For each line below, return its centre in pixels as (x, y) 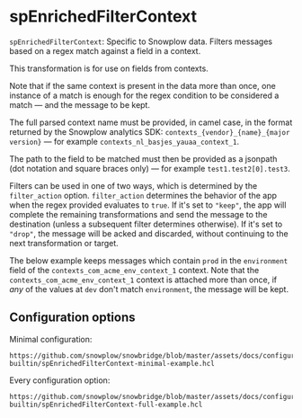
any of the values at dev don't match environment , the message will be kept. (149, 289)
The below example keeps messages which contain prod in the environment (149, 260)
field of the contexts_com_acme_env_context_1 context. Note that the (134, 270)
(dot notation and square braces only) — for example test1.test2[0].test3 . (150, 168)
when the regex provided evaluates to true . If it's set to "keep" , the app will (148, 205)
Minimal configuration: (51, 339)
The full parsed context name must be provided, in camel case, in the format (151, 122)
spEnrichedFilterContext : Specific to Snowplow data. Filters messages (141, 41)
